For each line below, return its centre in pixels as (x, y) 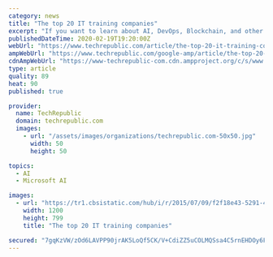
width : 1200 (43, 211)
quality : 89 (28, 76)
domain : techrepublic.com (60, 121)
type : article (32, 69)
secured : (23, 240)
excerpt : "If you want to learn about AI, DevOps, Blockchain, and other (136, 31)
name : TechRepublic (49, 114)
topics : (22, 166)
